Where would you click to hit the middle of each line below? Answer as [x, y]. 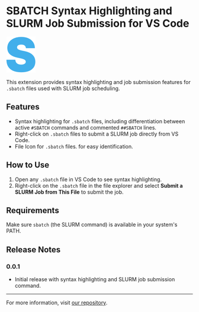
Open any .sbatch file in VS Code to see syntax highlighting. [88, 179]
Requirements [33, 210]
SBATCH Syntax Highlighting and [89, 11]
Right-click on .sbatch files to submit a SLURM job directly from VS [97, 134]
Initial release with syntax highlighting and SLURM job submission [95, 279]
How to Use [28, 165]
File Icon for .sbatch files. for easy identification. [74, 146]
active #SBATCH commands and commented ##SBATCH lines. [86, 127]
